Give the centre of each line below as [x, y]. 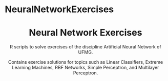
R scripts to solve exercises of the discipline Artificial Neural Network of [86, 47]
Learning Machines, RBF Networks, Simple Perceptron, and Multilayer [86, 68]
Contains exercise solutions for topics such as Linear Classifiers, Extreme [86, 62]
